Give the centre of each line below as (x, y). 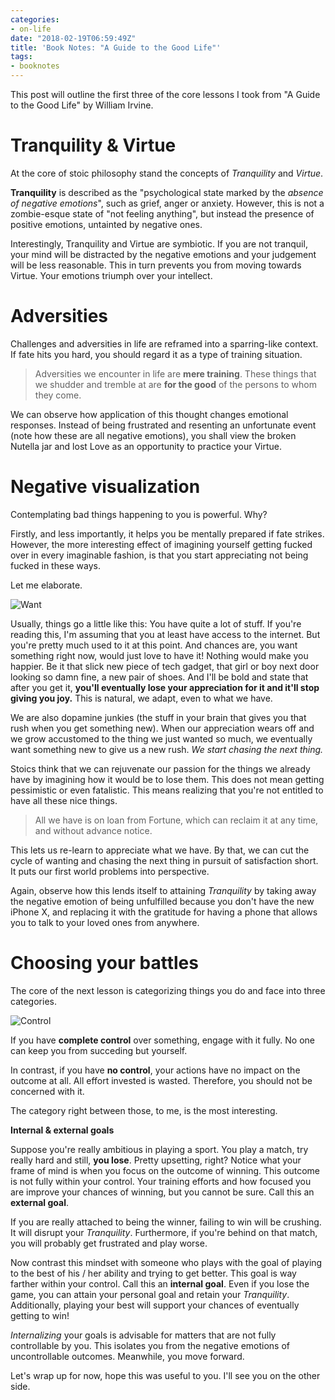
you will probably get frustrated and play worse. (109, 1243)
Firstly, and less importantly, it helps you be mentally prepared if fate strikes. (167, 533)
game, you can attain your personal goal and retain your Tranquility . (150, 1294)
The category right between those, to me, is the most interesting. (144, 1110)
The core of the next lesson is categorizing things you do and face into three (168, 990)
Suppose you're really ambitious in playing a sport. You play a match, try (159, 1149)
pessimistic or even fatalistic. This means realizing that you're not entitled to (167, 790)
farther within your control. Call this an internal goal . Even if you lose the (160, 1283)
